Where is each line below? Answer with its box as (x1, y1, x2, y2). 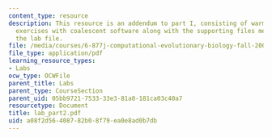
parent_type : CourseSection (8, 86, 104, 95)
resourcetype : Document (8, 102, 89, 110)
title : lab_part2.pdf (8, 110, 82, 118)
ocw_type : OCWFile (8, 72, 70, 80)
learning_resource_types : (8, 57, 96, 65)
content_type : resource (8, 11, 89, 20)
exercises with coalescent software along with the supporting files (15, 27, 255, 35)
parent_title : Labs (8, 79, 74, 87)
